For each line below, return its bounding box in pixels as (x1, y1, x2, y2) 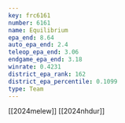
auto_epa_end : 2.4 (8, 41, 68, 49)
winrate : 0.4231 (8, 63, 61, 71)
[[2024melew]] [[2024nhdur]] (8, 106, 105, 116)
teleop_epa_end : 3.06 (8, 48, 79, 56)
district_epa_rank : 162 (8, 70, 86, 78)
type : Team (8, 84, 44, 93)
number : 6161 (8, 19, 51, 27)
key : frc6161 (8, 11, 51, 20)
